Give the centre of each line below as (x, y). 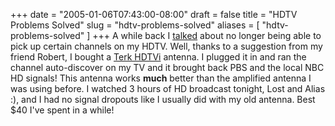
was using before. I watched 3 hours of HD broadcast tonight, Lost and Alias (168, 88)
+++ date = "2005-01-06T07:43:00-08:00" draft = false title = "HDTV (154, 14)
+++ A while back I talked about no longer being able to (207, 35)
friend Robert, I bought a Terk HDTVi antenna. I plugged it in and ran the (158, 57)
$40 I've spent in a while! (62, 110)
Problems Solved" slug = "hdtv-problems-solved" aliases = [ (135, 25)
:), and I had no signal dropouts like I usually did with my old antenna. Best (163, 99)
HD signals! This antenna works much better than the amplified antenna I (161, 78)
